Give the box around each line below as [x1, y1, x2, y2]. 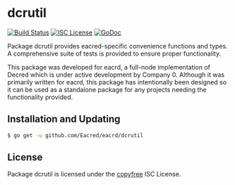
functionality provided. [7, 93, 73, 101]
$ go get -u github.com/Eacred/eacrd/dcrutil [7, 132, 143, 139]
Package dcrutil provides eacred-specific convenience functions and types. [7, 42, 228, 50]
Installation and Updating [7, 113, 121, 125]
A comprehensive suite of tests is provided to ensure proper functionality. [7, 49, 222, 58]
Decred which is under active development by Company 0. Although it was [7, 70, 224, 79]
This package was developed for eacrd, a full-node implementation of [7, 63, 210, 71]
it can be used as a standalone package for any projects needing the [7, 85, 207, 94]
